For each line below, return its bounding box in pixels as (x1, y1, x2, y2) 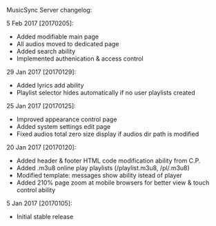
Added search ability (16, 48, 76, 55)
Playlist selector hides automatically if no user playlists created (16, 89, 196, 96)
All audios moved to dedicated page (16, 40, 119, 48)
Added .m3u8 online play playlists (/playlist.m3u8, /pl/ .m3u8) (16, 164, 190, 172)
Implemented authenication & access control (16, 54, 144, 63)
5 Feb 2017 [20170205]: (6, 19, 74, 27)
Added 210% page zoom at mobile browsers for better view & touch (16, 178, 210, 187)
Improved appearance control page (16, 115, 117, 123)
